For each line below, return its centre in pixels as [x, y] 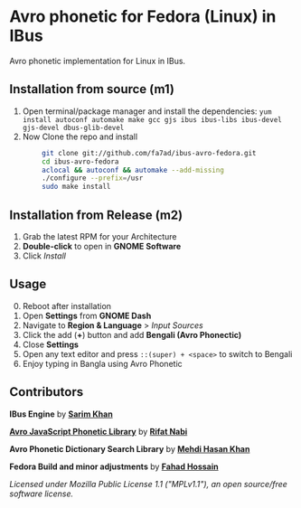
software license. [42, 494]
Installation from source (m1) [92, 89]
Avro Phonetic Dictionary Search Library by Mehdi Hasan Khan [130, 448]
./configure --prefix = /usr [93, 178]
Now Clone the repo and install [80, 136]
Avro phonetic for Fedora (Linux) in [143, 17]
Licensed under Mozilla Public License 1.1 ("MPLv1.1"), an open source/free [148, 484]
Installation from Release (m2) [96, 215]
